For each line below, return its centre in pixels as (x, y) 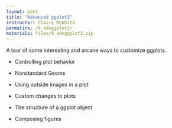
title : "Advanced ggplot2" (39, 17)
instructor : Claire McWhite (41, 22)
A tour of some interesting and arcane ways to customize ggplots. (86, 50)
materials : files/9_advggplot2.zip (50, 34)
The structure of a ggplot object (53, 107)
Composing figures (38, 119)
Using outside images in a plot (51, 85)
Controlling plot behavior (45, 62)
